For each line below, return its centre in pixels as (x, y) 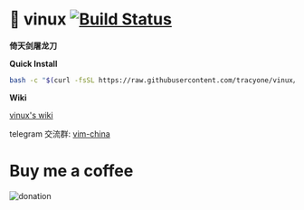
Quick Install (33, 63)
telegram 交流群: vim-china (60, 134)
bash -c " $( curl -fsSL (52, 80)
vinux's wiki (31, 115)
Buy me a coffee (71, 171)
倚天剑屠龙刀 (33, 45)
